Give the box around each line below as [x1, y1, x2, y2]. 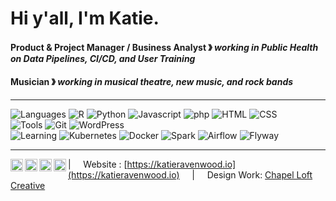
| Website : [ [68, 158, 128, 170]
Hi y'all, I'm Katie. [10, 7, 160, 30]
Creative [10, 179, 46, 191]
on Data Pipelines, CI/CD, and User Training [10, 52, 196, 64]
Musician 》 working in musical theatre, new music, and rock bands [10, 76, 294, 88]
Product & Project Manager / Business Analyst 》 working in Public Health [10, 41, 319, 53]
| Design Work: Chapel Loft [191, 168, 313, 181]
